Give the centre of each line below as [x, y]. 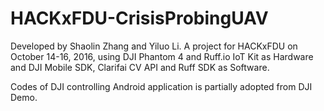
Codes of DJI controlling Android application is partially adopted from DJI [161, 86]
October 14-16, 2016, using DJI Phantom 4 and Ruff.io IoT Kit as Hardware [162, 56]
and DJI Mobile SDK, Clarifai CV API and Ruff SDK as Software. [140, 67]
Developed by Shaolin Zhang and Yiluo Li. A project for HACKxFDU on [154, 46]
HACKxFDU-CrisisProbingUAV [139, 18]
